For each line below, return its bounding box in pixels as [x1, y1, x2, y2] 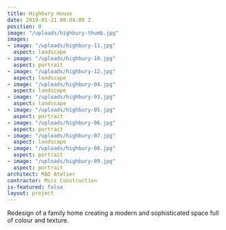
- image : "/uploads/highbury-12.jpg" [7, 68, 116, 75]
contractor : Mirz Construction [7, 177, 97, 184]
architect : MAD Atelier [7, 171, 76, 178]
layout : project [7, 190, 54, 197]
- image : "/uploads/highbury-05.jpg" [7, 106, 116, 113]
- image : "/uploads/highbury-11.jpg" [7, 42, 116, 49]
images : [7, 36, 30, 43]
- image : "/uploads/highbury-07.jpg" [7, 132, 116, 139]
